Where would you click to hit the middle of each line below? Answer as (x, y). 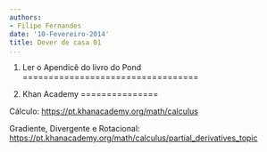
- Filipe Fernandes (46, 26)
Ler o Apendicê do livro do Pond (82, 68)
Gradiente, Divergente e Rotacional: (75, 129)
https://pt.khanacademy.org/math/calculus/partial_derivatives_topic (133, 138)
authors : (25, 17)
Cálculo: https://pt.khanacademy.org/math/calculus (104, 111)
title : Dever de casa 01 (55, 42)
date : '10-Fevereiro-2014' (59, 34)
